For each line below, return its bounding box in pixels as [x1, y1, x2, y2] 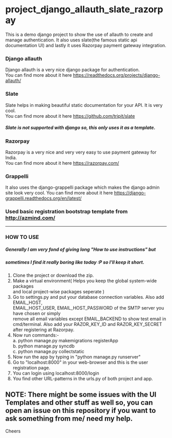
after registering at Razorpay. [12, 326, 75, 333]
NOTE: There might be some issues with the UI [5, 390, 157, 399]
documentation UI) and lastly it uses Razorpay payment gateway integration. [5, 42, 166, 48]
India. [5, 155, 17, 161]
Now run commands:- [12, 332, 59, 338]
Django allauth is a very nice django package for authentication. [5, 67, 140, 73]
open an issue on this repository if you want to [5, 406, 156, 415]
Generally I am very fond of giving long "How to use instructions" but [5, 246, 156, 252]
